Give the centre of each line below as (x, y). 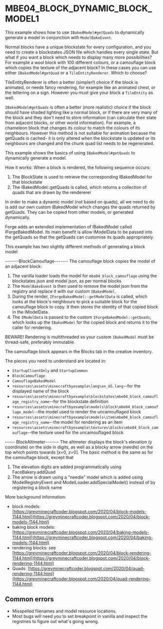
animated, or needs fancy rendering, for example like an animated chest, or (80, 87)
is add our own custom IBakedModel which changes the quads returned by (80, 207)
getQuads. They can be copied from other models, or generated (69, 212)
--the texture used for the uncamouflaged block (75, 432)
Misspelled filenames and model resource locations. (64, 611)
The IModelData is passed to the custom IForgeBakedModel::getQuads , (82, 317)
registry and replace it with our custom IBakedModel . (64, 291)
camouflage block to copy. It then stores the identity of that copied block (85, 307)
